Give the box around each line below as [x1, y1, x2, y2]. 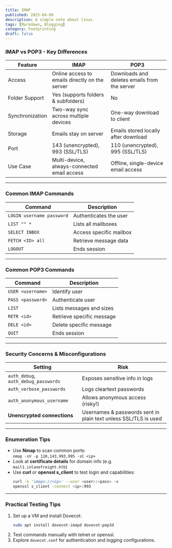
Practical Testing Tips [5, 501, 61, 508]
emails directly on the [52, 76, 104, 83]
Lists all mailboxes [73, 220, 117, 227]
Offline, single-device [111, 160, 164, 167]
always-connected [52, 163, 98, 170]
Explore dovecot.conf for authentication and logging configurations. [12, 537, 156, 543]
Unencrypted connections [8, 412, 73, 419]
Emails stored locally [111, 127, 160, 134]
